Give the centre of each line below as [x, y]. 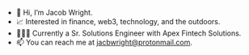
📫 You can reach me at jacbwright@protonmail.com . [104, 42]
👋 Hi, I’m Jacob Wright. [54, 13]
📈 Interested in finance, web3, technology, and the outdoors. [118, 21]
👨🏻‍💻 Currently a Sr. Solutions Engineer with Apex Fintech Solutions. [129, 33]
